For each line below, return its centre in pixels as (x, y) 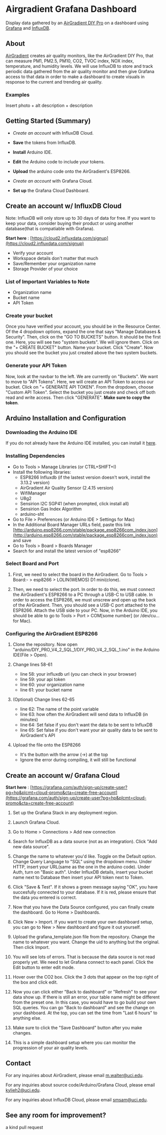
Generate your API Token (36, 366)
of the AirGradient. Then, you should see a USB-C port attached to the (84, 605)
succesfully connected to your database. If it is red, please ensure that (84, 892)
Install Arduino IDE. (32, 152)
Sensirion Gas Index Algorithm (51, 509)
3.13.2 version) (35, 482)
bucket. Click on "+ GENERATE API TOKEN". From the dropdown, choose (80, 387)
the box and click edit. (35, 982)
